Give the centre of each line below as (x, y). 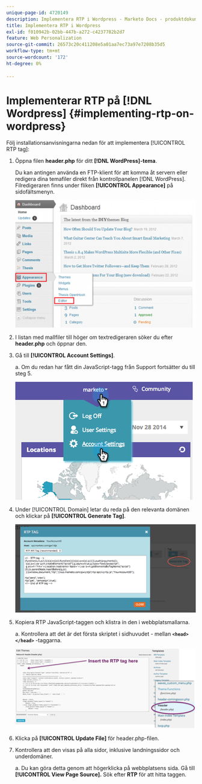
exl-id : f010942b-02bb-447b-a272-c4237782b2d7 (66, 32)
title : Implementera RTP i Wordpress (54, 25)
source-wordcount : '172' (37, 57)
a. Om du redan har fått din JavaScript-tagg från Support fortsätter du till (105, 367)
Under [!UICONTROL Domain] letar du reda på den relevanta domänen (102, 509)
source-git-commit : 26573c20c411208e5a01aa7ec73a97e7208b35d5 (86, 45)
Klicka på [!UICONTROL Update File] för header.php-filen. (87, 738)
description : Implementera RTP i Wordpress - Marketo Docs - (84, 19)
